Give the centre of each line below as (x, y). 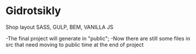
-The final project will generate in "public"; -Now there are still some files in (98, 38)
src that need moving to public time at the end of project (75, 45)
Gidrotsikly (33, 11)
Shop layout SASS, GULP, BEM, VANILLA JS (60, 27)
